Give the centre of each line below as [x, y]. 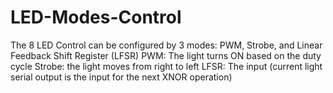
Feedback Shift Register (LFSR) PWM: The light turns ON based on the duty [166, 55]
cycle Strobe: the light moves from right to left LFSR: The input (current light [166, 66]
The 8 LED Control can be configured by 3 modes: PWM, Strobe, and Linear [166, 45]
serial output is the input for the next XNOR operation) [121, 77]
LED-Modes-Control [96, 17]
